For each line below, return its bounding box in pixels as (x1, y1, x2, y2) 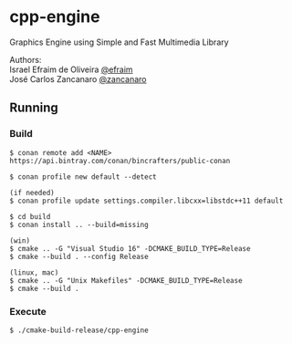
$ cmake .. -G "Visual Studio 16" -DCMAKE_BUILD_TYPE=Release (9, 244, 251, 253)
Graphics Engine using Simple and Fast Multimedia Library (9, 36, 230, 47)
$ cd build (9, 212, 51, 221)
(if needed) (9, 188, 55, 197)
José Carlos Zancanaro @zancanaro (9, 73, 147, 84)
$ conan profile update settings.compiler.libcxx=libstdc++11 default (9, 196, 284, 205)
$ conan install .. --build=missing (9, 220, 149, 229)
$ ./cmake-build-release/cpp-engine (9, 326, 149, 335)
